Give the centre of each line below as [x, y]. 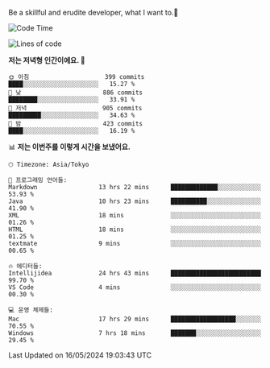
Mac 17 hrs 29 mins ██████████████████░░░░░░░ [135, 319]
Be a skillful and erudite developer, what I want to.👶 [93, 12]
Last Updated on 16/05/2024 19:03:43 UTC [80, 355]
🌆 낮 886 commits [76, 93]
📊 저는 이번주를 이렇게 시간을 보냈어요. [70, 147]
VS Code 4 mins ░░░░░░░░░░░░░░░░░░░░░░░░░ [135, 287]
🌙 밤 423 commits [76, 124]
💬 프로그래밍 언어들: [38, 180]
